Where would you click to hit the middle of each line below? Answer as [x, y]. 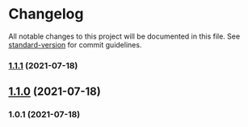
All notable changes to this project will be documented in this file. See [124, 36]
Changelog [46, 14]
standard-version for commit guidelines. [75, 44]
